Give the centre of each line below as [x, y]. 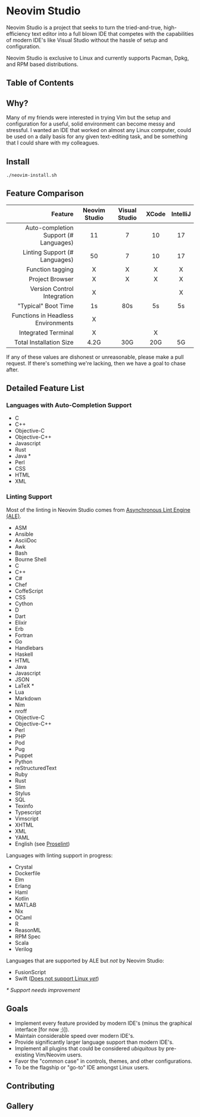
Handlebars [29, 647]
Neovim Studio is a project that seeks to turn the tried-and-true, [84, 27]
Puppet [24, 755]
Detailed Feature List [45, 388]
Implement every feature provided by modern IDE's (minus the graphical [103, 1023]
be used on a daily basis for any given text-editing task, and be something [97, 137]
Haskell [24, 654]
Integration [58, 296]
